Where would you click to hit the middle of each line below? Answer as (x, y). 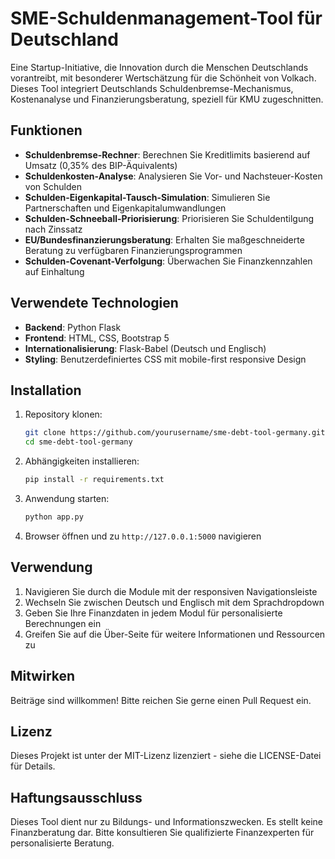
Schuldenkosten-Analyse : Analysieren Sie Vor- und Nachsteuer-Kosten (173, 176)
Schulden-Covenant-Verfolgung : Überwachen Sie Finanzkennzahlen (168, 261)
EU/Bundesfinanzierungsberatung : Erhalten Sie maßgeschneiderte (164, 239)
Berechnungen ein (63, 623)
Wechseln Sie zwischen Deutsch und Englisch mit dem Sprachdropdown (174, 602)
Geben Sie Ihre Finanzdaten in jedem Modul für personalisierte (153, 613)
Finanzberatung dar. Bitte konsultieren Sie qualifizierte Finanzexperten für (162, 833)
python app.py (54, 517)
